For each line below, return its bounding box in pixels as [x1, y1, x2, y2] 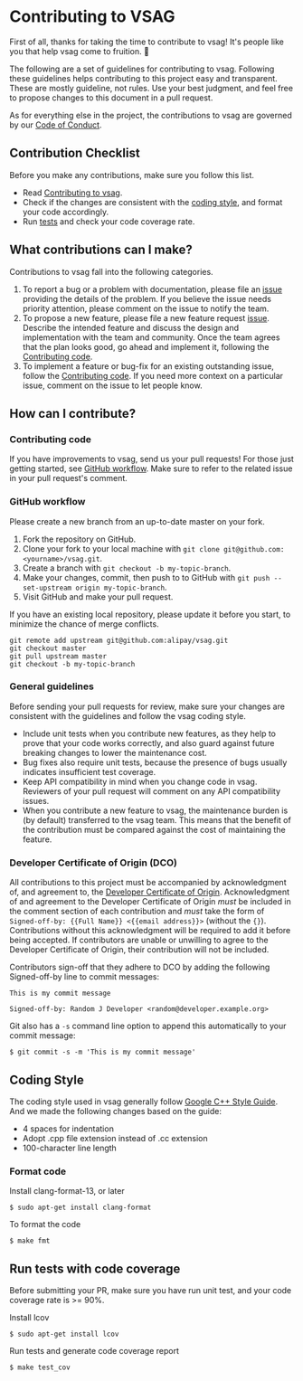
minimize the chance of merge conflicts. [9, 618, 160, 629]
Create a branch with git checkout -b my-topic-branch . [22, 563, 232, 573]
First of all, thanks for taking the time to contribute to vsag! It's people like [9, 36, 285, 47]
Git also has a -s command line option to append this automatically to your [9, 1020, 287, 1032]
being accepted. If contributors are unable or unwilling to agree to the [9, 934, 269, 946]
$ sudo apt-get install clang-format [9, 1203, 152, 1213]
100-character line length [22, 1142, 118, 1153]
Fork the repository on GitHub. [22, 534, 137, 544]
